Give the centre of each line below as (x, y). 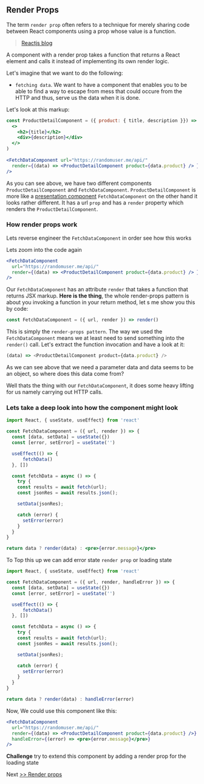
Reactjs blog (37, 43)
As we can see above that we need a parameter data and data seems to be (100, 367)
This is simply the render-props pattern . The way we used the (84, 331)
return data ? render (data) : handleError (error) (70, 699)
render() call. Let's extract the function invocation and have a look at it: (96, 345)
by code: (17, 309)
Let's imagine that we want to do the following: (65, 73)
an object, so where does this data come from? (65, 374)
